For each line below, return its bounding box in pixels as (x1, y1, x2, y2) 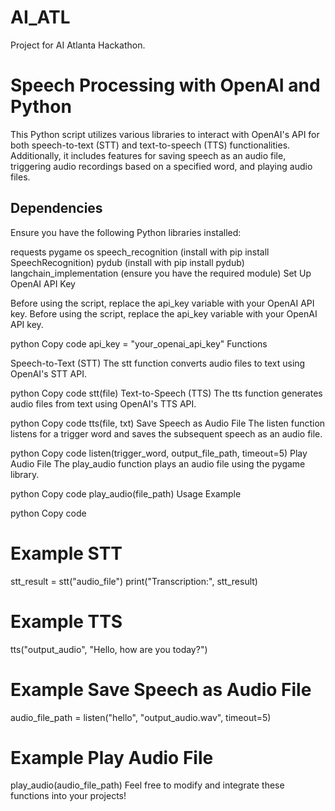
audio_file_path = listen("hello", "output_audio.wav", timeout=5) (10, 711, 272, 723)
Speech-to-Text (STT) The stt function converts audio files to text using (10, 357, 306, 369)
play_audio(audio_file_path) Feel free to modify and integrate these (10, 779, 285, 791)
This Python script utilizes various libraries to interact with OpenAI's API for (10, 128, 320, 140)
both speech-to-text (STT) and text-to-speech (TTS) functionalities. (10, 139, 291, 151)
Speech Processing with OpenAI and (10, 74, 321, 97)
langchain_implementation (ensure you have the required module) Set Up (10, 267, 312, 279)
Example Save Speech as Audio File (10, 678, 312, 701)
